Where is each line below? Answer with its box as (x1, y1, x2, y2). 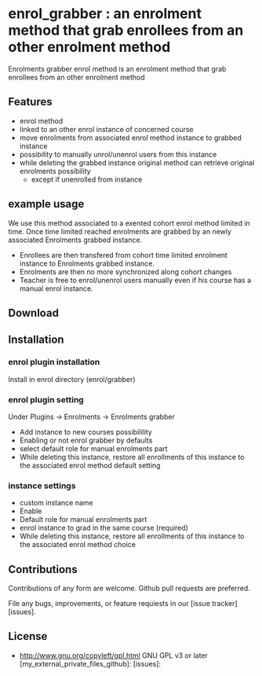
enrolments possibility (19, 166, 92, 175)
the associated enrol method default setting (19, 461, 161, 470)
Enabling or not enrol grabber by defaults (19, 435, 153, 445)
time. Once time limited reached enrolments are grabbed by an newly (8, 226, 231, 236)
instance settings (8, 480, 76, 491)
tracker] (211, 599, 238, 608)
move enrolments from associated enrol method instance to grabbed (19, 133, 242, 142)
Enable (19, 506, 42, 516)
